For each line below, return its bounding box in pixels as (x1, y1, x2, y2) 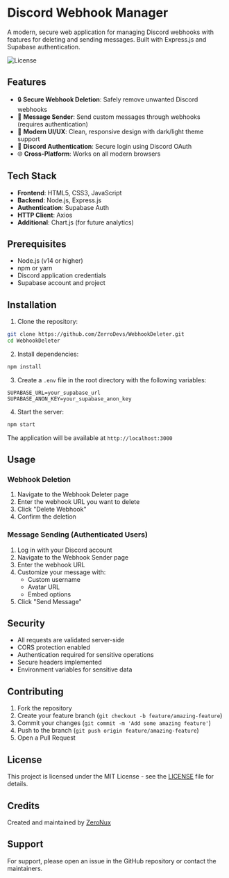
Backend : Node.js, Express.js (17, 196, 102, 204)
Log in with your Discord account (17, 546, 112, 554)
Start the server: (17, 407, 65, 416)
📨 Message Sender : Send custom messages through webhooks (17, 113, 201, 121)
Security (7, 617, 45, 630)
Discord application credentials (17, 271, 106, 279)
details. (7, 780, 28, 788)
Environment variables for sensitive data (17, 665, 133, 674)
